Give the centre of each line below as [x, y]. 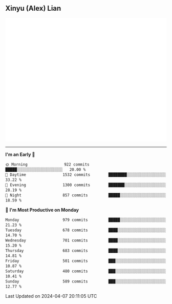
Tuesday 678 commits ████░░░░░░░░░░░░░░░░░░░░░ [86, 230]
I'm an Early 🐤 [20, 155]
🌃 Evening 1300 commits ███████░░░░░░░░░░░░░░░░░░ [86, 185]
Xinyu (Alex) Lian [33, 8]
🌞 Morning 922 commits [47, 165]
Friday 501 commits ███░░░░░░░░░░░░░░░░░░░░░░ [86, 261]
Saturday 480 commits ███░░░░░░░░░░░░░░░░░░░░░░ [86, 271]
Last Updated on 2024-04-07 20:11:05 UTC [51, 296]
